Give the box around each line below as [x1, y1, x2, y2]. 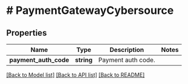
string [75, 56, 92, 64]
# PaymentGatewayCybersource [6, 4, 174, 18]
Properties [6, 28, 47, 38]
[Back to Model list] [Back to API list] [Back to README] [6, 71, 145, 79]
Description [109, 46, 144, 54]
